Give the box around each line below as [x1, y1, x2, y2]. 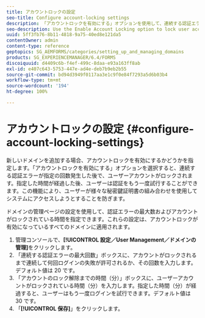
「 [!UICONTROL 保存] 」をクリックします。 [15, 305, 124, 312]
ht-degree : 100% [6, 89, 48, 95]
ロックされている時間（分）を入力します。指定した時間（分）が [31, 282, 191, 289]
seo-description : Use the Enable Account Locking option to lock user [6, 26, 190, 32]
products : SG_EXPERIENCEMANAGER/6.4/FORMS [6, 54, 116, 61]
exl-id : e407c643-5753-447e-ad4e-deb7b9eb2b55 [6, 65, 127, 72]
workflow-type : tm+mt [6, 77, 62, 83]
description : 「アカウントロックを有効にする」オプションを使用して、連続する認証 [6, 20, 192, 26]
